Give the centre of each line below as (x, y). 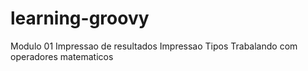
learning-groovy (80, 18)
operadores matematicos (62, 56)
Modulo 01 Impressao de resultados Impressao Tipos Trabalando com (154, 46)
